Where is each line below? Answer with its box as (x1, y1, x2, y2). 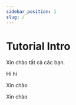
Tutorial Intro (6, 40, 71, 53)
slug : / (6, 14, 25, 20)
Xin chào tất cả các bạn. (6, 59, 65, 66)
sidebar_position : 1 (6, 8, 57, 15)
